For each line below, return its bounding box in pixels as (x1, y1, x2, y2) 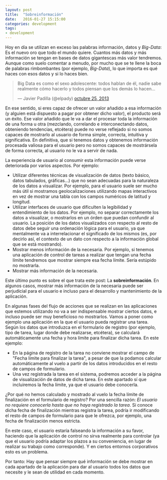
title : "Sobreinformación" (5, 12, 64, 17)
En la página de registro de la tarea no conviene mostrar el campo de (12, 350, 155, 356)
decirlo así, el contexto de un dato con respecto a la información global (12, 236, 159, 242)
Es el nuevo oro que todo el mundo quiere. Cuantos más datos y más (5, 49, 147, 55)
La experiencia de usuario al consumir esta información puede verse (5, 157, 146, 163)
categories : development (5, 21, 57, 26)
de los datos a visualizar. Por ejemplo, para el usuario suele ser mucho (12, 183, 158, 189)
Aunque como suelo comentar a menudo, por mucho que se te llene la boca (5, 60, 161, 66)
